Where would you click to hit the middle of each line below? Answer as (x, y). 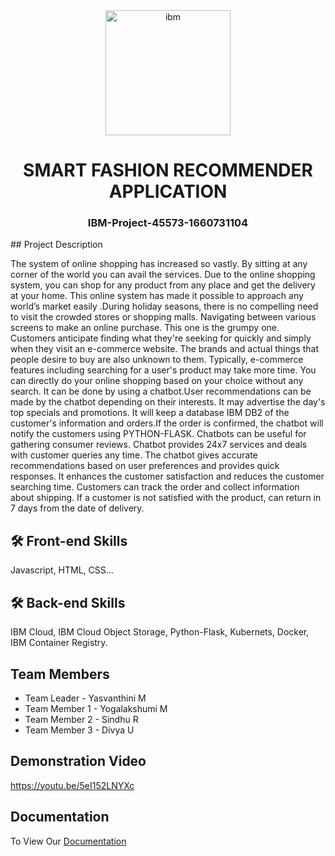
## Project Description (56, 245)
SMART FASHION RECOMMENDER (168, 170)
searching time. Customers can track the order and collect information (155, 487)
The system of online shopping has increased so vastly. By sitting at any (159, 264)
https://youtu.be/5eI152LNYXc (72, 785)
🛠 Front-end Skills (69, 540)
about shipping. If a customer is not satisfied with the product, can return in (166, 498)
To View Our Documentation (68, 841)
